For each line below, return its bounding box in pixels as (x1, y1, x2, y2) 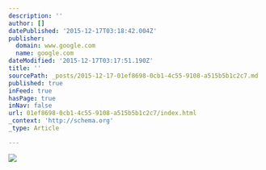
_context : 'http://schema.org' (8, 117, 114, 125)
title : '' (8, 64, 42, 73)
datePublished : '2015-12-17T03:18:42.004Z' (8, 27, 158, 35)
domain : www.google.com (15, 42, 95, 50)
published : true (8, 79, 63, 87)
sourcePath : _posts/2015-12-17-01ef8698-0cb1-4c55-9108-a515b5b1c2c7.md (8, 72, 259, 80)
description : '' (8, 11, 63, 20)
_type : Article (8, 124, 60, 132)
